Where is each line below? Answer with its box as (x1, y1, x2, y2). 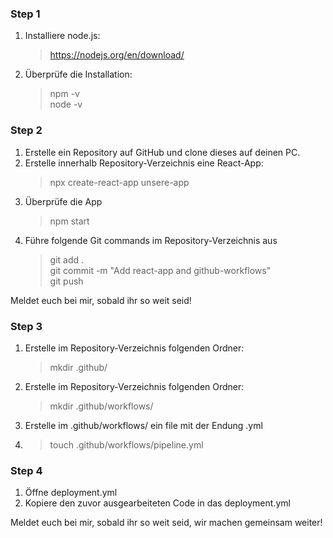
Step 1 (10, 7, 41, 21)
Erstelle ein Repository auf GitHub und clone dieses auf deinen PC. (24, 146, 301, 158)
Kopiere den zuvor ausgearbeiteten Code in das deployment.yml (24, 497, 291, 509)
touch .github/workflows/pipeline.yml (49, 438, 204, 451)
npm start (49, 215, 90, 227)
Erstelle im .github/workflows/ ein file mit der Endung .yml (24, 419, 263, 431)
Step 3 (10, 319, 43, 333)
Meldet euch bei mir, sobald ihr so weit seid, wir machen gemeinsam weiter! (10, 517, 323, 529)
